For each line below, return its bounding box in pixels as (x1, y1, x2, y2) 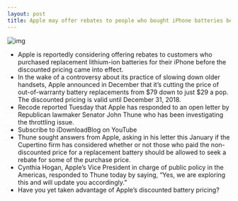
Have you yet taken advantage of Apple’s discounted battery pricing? (17, 185, 220, 194)
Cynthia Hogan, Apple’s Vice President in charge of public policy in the (17, 163, 225, 171)
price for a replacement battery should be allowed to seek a (52, 148, 227, 156)
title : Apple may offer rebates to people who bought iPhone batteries (7, 17, 223, 24)
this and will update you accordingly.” (17, 178, 127, 186)
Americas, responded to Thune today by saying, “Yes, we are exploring (17, 171, 225, 179)
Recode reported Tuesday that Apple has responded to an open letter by (17, 103, 229, 111)
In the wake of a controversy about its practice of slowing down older (17, 72, 221, 81)
